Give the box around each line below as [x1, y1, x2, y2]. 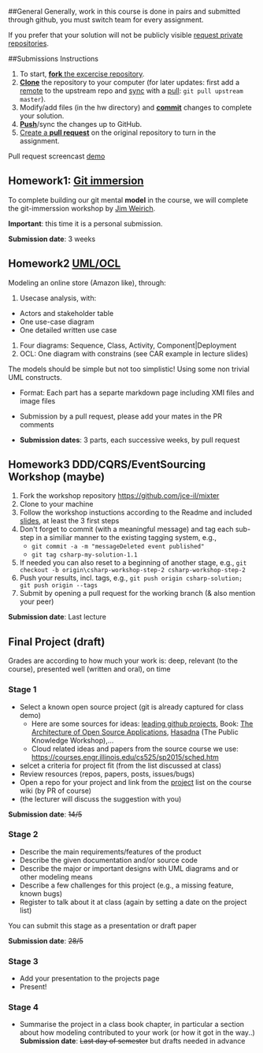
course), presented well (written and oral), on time [8, 664, 171, 674]
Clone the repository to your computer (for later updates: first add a [19, 78, 240, 87]
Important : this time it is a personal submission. [8, 218, 163, 228]
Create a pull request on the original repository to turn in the [19, 128, 217, 137]
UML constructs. [8, 372, 62, 381]
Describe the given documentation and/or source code [19, 855, 198, 865]
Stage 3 [8, 955, 39, 966]
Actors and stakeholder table [19, 308, 114, 318]
